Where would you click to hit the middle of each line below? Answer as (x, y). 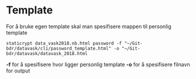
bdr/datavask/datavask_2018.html (47, 53)
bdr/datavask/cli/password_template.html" (59, 48)
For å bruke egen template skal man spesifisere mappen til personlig (89, 26)
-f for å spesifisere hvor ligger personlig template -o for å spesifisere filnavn (98, 64)
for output (18, 70)
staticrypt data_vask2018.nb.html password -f (64, 43)
